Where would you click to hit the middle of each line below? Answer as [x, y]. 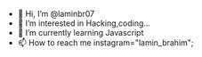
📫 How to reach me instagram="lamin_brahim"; [105, 43]
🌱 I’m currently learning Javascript [81, 33]
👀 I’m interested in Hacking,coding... [84, 23]
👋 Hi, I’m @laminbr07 [56, 14]
